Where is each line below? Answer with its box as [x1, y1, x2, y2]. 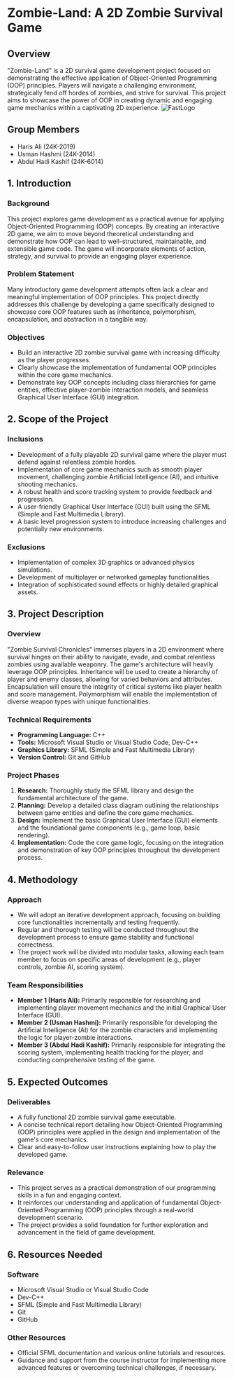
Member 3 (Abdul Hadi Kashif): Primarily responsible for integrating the [17, 1041, 226, 1049]
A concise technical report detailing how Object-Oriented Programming [17, 1120, 223, 1129]
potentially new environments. [17, 524, 105, 533]
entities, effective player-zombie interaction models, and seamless [17, 385, 209, 394]
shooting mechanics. [17, 480, 78, 488]
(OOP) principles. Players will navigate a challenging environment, [7, 81, 197, 89]
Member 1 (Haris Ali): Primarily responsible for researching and [17, 996, 200, 1005]
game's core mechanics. [17, 1135, 89, 1144]
